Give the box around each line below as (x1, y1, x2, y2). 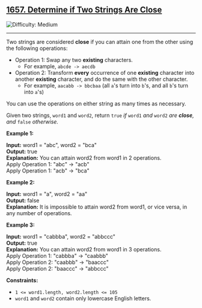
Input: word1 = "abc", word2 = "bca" (6, 141, 97, 148)
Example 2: (6, 178, 35, 186)
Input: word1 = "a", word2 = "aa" (6, 190, 88, 198)
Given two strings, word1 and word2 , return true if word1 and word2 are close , (6, 112, 194, 119)
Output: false (6, 196, 40, 204)
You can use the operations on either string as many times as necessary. (6, 99, 186, 107)
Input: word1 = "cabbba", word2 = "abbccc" (6, 233, 116, 240)
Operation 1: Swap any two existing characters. (14, 56, 133, 63)
